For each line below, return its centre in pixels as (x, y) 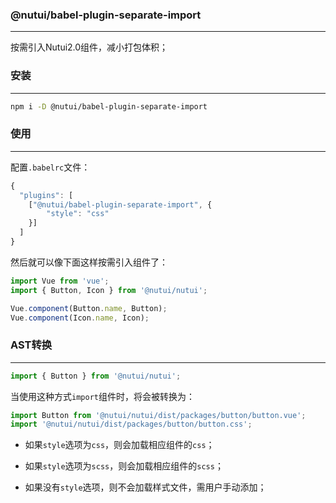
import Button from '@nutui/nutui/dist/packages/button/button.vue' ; (158, 415)
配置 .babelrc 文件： (50, 167)
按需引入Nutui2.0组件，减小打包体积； (89, 47)
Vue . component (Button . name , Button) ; (89, 308)
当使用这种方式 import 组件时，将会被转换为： (102, 396)
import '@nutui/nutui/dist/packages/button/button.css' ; (131, 424)
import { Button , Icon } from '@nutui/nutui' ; (109, 290)
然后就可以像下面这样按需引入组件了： (89, 262)
